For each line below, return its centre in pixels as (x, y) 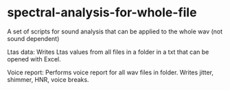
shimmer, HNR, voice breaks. (48, 79)
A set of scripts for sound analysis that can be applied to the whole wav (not (115, 31)
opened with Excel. (34, 59)
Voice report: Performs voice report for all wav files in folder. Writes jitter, (111, 72)
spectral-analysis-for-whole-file (102, 13)
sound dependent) (33, 38)
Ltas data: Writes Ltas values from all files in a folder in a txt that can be (108, 52)
